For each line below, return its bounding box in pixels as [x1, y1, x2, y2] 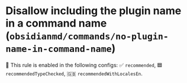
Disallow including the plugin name [5, 4, 182, 18]
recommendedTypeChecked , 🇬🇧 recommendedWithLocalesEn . [5, 69, 143, 77]
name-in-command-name [5, 44, 112, 55]
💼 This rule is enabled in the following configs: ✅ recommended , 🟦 [5, 61, 163, 68]
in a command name [5, 16, 107, 30]
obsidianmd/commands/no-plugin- [9, 31, 169, 42]
